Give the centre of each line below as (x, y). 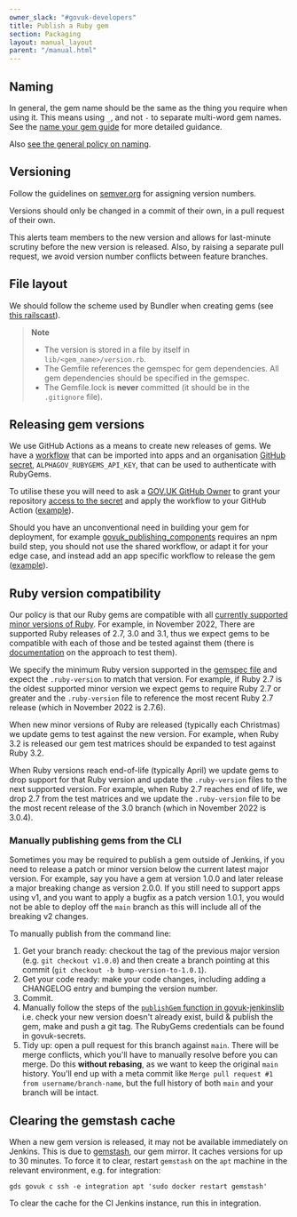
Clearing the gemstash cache (92, 1121)
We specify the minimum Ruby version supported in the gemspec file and (143, 670)
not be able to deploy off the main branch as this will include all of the (135, 907)
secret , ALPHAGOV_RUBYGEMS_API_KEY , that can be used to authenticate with (143, 465)
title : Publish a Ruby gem (59, 26)
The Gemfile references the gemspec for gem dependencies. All (161, 368)
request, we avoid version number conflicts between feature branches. (139, 256)
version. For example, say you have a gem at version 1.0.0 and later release (146, 879)
